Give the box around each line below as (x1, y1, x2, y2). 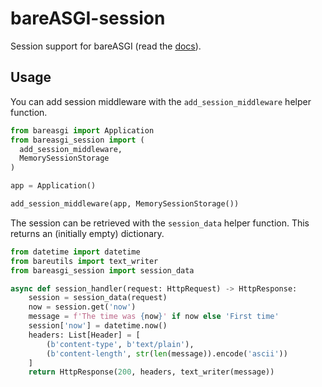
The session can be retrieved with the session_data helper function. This (10, 217, 310, 229)
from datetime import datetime (10, 247, 141, 257)
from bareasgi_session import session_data (10, 265, 195, 276)
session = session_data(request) (28, 293, 168, 303)
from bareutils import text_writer (10, 256, 159, 266)
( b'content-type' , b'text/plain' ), (46, 339, 195, 349)
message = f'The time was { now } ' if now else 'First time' (28, 312, 280, 322)
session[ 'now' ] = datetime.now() (28, 321, 168, 331)
